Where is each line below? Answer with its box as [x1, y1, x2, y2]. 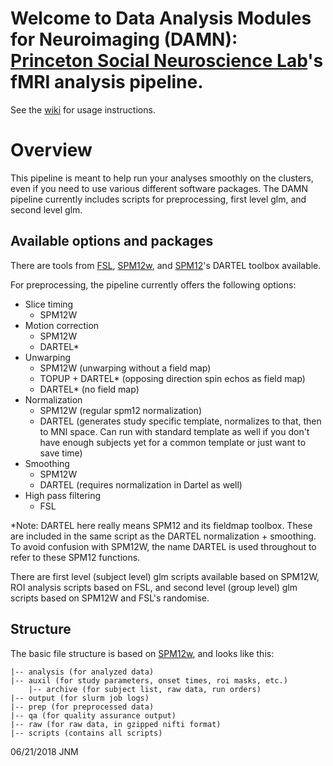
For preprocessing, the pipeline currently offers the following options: [10, 278, 297, 291]
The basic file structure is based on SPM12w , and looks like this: [10, 647, 275, 659]
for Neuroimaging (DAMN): [10, 28, 238, 51]
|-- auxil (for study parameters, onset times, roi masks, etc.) [10, 675, 288, 686]
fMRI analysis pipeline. [10, 71, 204, 94]
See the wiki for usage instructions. [10, 103, 156, 116]
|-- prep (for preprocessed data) [10, 702, 155, 712]
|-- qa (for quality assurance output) [10, 710, 177, 721]
